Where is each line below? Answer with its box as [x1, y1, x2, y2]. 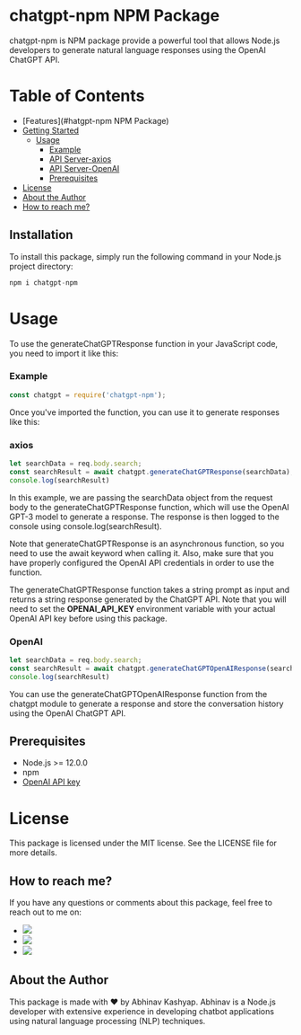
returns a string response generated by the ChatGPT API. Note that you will [9, 594, 287, 605]
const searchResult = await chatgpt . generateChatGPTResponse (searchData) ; [9, 467, 295, 476]
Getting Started [21, 125, 79, 136]
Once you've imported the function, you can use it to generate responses [9, 406, 280, 418]
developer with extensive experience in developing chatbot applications [9, 1005, 275, 1016]
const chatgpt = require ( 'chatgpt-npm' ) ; [9, 390, 167, 400]
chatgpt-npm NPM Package [9, 5, 220, 26]
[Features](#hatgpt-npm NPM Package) [21, 115, 169, 126]
